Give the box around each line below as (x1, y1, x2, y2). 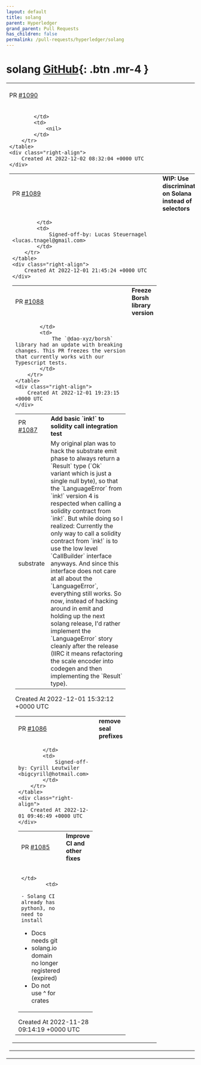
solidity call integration (50, 421, 118, 430)
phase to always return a (50, 454, 120, 462)
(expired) (31, 974, 57, 982)
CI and (65, 839, 85, 847)
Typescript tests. (15, 359, 68, 366)
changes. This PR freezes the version (15, 347, 126, 354)
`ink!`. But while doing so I (50, 514, 123, 522)
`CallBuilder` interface (50, 552, 112, 560)
